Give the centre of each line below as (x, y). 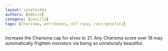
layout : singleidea (26, 10)
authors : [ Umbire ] (25, 14)
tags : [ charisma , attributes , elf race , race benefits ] (65, 24)
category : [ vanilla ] (27, 19)
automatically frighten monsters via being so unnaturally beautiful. (74, 43)
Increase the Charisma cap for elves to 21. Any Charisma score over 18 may (84, 38)
